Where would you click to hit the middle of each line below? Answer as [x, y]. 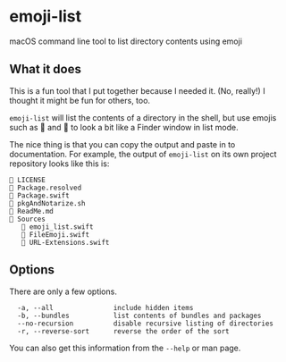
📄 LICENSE [28, 180]
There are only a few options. [63, 291]
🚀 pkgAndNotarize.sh [48, 203]
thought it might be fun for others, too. [80, 100]
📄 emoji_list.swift [57, 227]
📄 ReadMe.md [31, 211]
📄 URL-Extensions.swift [65, 242]
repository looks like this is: [59, 164]
